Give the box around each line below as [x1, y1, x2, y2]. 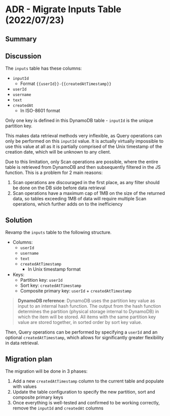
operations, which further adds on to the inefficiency [12, 201, 123, 207]
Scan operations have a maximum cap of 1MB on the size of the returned [12, 190, 165, 196]
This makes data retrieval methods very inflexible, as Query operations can [5, 133, 162, 139]
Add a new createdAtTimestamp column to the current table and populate [12, 378, 164, 384]
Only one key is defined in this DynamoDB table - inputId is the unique [5, 117, 153, 124]
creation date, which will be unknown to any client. [5, 149, 112, 155]
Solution [5, 216, 32, 224]
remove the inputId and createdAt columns [12, 405, 104, 411]
